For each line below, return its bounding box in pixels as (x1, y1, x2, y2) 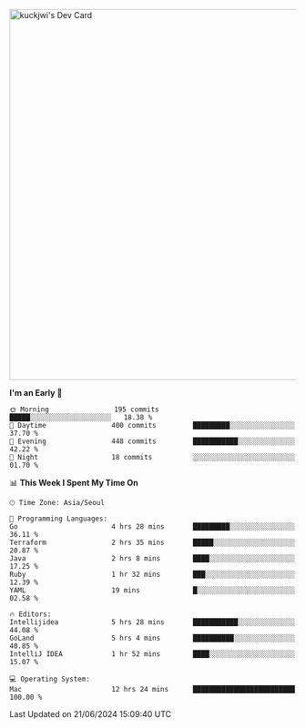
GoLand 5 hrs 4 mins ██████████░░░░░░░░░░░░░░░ (9, 633, 296, 642)
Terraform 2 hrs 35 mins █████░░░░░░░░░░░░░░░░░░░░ (9, 538, 296, 547)
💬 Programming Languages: (9, 514, 107, 523)
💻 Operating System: (9, 674, 91, 683)
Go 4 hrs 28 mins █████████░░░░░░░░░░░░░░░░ (9, 522, 296, 531)
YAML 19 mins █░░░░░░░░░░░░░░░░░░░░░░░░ (9, 586, 296, 595)
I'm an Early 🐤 (9, 388, 63, 398)
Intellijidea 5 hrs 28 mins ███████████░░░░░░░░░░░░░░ (9, 618, 296, 627)
